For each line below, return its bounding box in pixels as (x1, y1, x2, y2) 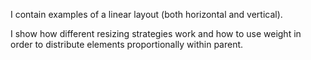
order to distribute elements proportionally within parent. (10, 39, 244, 50)
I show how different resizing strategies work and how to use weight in (10, 28, 302, 39)
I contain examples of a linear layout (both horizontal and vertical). (10, 9, 283, 20)
